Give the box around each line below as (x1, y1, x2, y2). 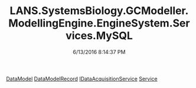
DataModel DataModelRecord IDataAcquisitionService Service (6, 75, 158, 82)
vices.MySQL (66, 29, 133, 42)
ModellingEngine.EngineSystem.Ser (8, 16, 190, 30)
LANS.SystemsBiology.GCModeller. (9, 4, 189, 18)
